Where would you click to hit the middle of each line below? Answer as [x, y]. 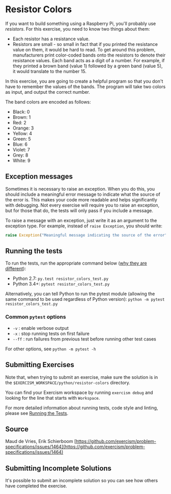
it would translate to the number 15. [49, 71]
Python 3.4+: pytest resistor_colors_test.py [61, 284]
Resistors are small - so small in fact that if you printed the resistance [85, 44]
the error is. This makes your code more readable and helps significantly [81, 199]
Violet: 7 [21, 149]
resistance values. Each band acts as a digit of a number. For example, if [89, 60]
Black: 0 [21, 112]
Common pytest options [36, 317]
